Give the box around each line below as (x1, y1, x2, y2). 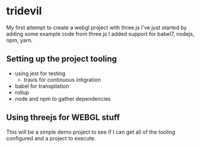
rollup (14, 88, 29, 96)
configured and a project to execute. (6, 134, 96, 141)
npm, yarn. (6, 36, 33, 44)
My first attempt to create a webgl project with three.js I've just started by (6, 24, 187, 31)
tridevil (6, 4, 42, 18)
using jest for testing (14, 70, 66, 77)
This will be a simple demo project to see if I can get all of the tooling (6, 128, 176, 135)
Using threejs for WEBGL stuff (6, 112, 121, 123)
